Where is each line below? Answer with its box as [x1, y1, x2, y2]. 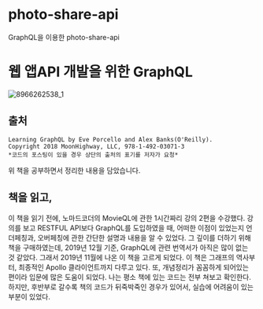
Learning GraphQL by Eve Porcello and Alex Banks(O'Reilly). [8, 135, 213, 143]
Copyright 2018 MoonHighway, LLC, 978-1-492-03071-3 [8, 142, 185, 150]
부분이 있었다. [8, 292, 51, 301]
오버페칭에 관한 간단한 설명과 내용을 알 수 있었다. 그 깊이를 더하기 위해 [37, 233, 252, 242]
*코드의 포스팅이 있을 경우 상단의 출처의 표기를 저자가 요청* [8, 151, 179, 159]
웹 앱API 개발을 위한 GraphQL [8, 63, 193, 81]
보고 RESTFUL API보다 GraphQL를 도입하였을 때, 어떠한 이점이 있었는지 [22, 223, 245, 233]
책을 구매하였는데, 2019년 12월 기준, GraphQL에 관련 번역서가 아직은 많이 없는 [8, 242, 249, 252]
